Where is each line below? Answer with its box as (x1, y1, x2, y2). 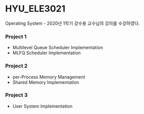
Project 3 (5, 91, 28, 98)
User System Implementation (12, 103, 73, 109)
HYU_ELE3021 (5, 3, 66, 15)
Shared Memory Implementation (12, 79, 79, 85)
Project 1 (5, 33, 27, 40)
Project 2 (5, 62, 28, 69)
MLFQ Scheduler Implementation (12, 50, 81, 56)
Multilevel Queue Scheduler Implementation (12, 45, 103, 51)
